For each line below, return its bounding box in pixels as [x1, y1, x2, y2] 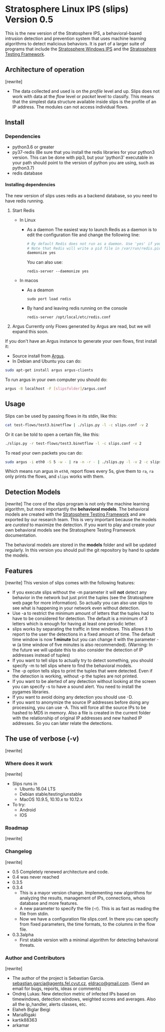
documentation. [5, 533, 37, 538]
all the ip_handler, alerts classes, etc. [12, 1001, 87, 1007]
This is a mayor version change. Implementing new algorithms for [19, 890, 152, 895]
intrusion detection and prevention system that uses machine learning [5, 36, 146, 41]
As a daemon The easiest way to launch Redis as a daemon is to [27, 226, 157, 232]
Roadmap [5, 824, 28, 831]
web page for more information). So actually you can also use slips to [12, 600, 153, 606]
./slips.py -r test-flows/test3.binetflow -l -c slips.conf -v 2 [5, 441, 141, 446]
